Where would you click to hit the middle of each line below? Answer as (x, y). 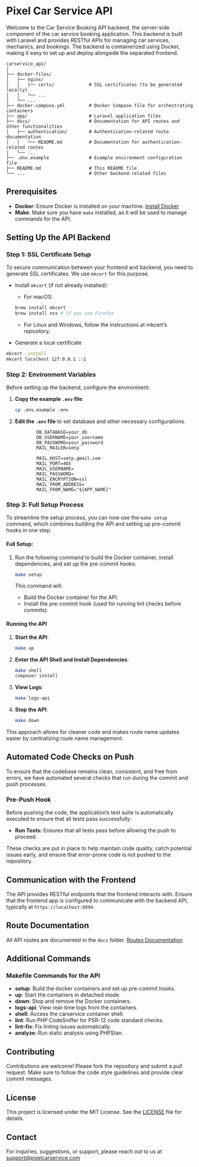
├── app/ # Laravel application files (84, 116)
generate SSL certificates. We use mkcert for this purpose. (78, 274)
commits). (36, 610)
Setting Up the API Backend (58, 238)
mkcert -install (26, 354)
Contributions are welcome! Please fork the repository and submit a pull (94, 1066)
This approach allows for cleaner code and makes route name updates (93, 732)
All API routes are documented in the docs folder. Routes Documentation (94, 940)
